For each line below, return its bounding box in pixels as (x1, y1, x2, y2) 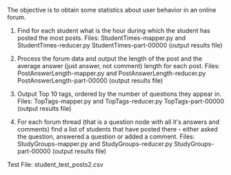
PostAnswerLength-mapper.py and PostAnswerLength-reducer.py (17, 69, 206, 77)
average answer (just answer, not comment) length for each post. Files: (17, 62, 221, 70)
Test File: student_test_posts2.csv (7, 161, 103, 168)
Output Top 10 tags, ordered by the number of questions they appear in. (17, 90, 222, 98)
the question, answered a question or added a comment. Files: (17, 132, 195, 141)
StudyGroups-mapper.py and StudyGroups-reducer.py (17, 140, 173, 147)
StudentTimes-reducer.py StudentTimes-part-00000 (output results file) (17, 41, 223, 49)
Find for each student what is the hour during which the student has (17, 27, 210, 34)
